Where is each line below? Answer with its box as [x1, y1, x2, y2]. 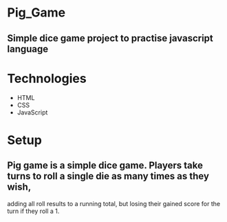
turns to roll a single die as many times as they [7, 170, 210, 182]
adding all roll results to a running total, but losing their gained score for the [7, 199, 221, 208]
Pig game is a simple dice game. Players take [7, 160, 203, 172]
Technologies [7, 70, 87, 86]
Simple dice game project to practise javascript [7, 32, 213, 44]
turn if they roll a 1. [7, 207, 60, 215]
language [7, 43, 49, 54]
